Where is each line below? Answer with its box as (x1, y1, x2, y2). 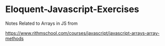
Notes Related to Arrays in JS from (5, 20, 78, 26)
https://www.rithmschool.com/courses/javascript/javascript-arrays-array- (5, 30, 160, 36)
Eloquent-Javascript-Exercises (5, 4, 140, 15)
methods (5, 35, 24, 41)
